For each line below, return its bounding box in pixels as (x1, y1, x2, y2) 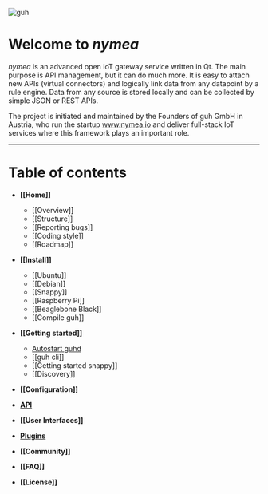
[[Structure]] (31, 214, 73, 223)
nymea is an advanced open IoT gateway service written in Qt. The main (8, 61, 246, 71)
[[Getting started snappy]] (31, 360, 118, 370)
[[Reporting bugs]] (31, 222, 93, 231)
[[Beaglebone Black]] (31, 304, 102, 314)
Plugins (19, 431, 46, 441)
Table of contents (8, 164, 128, 182)
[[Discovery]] (31, 369, 76, 378)
